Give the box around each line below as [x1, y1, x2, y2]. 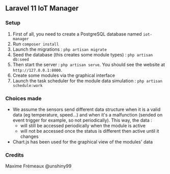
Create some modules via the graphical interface [12, 72, 116, 78]
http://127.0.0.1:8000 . [12, 67, 63, 73]
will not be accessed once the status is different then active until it [20, 128, 159, 134]
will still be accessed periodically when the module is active [20, 122, 146, 129]
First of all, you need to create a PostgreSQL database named [12, 31, 142, 37]
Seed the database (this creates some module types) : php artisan [12, 51, 153, 57]
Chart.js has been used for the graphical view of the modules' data [12, 138, 153, 144]
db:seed [12, 57, 29, 62]
